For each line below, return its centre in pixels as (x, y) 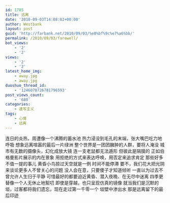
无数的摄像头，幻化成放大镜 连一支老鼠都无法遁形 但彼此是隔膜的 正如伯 (89, 151)
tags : (11, 114)
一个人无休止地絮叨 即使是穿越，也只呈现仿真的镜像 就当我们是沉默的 (86, 183)
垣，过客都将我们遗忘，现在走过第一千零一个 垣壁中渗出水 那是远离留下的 (82, 189)
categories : (18, 105)
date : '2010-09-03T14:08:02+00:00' (43, 19)
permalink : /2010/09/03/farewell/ (42, 39)
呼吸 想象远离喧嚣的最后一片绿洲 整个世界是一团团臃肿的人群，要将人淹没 (82, 145)
